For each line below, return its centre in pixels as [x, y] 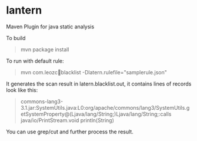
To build [16, 38]
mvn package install [45, 49]
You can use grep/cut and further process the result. [70, 132]
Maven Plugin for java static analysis [50, 27]
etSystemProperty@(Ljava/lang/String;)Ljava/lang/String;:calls [96, 114]
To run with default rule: [35, 61]
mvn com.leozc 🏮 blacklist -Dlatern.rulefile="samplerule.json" [94, 72]
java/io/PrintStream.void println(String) [67, 120]
